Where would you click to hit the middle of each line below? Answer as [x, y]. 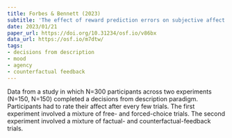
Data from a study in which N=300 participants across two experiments [109, 92]
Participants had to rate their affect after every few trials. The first [101, 106]
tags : [15, 46]
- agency [20, 65]
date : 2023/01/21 [32, 26]
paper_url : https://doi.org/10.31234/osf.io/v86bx [82, 33]
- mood [17, 59]
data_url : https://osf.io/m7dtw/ [56, 40]
